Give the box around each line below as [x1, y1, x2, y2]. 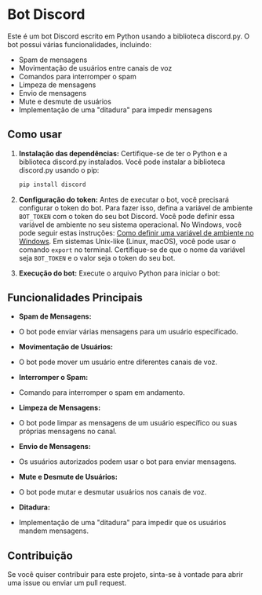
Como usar [7, 128, 63, 141]
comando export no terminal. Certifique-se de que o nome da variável [18, 245, 246, 254]
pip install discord [18, 181, 86, 188]
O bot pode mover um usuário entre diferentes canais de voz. [18, 357, 217, 367]
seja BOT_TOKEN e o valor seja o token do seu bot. [18, 253, 176, 262]
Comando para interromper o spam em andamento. [18, 388, 185, 397]
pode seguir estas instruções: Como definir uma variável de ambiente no [18, 228, 254, 237]
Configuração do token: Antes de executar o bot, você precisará [18, 195, 229, 204]
